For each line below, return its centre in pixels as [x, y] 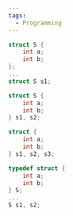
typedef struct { [37, 168]
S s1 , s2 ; [25, 205]
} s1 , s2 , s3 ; [32, 154]
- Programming [38, 23]
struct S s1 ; [30, 81]
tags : [17, 15]
